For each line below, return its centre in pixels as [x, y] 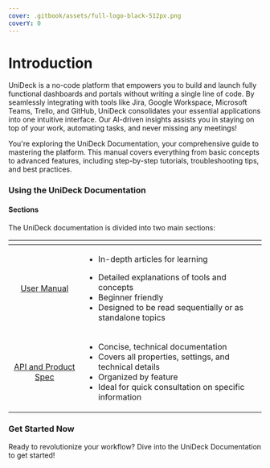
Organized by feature [138, 377]
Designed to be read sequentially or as [170, 307]
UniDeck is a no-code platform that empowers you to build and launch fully [133, 85]
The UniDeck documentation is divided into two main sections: [112, 227]
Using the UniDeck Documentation [77, 190]
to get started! [32, 455]
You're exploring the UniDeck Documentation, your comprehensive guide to [134, 144]
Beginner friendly [131, 297]
